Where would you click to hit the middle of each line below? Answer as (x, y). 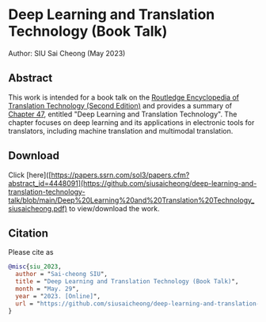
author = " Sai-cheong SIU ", (62, 275)
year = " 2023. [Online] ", (58, 296)
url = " (28, 303)
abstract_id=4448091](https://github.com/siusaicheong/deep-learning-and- (133, 183)
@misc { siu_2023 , (35, 267)
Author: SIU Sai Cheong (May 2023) (67, 53)
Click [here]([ (30, 175)
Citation (28, 233)
